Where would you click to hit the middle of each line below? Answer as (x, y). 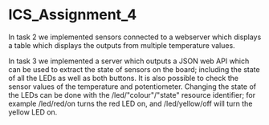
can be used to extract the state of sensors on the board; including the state (134, 69)
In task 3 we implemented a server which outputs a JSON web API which (129, 61)
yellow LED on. (33, 112)
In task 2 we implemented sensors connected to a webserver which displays (135, 37)
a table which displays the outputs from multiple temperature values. (122, 45)
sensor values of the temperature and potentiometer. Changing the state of (132, 87)
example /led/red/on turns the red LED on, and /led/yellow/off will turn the (130, 103)
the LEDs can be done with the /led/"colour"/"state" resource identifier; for (132, 95)
